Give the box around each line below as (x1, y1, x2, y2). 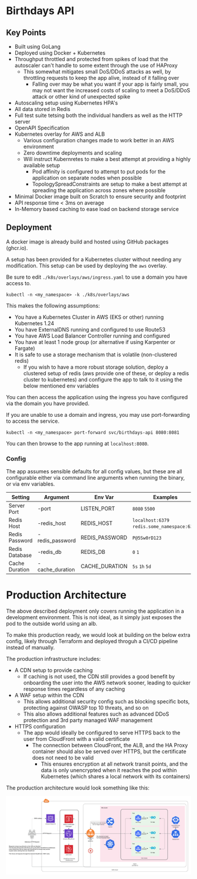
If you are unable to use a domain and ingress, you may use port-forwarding (6, 411, 191, 418)
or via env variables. (6, 480, 55, 487)
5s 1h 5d (132, 564, 151, 570)
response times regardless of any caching (23, 686, 125, 693)
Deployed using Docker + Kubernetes (14, 49, 106, 56)
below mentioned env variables (23, 382, 100, 389)
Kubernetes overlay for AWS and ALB (14, 131, 106, 138)
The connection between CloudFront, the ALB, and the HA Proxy (32, 742, 188, 749)
